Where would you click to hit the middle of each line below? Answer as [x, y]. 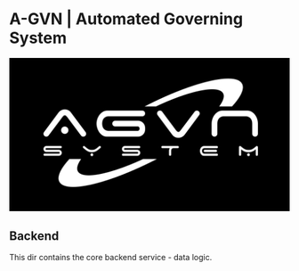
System [38, 38]
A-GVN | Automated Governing [126, 19]
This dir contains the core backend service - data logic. [111, 258]
